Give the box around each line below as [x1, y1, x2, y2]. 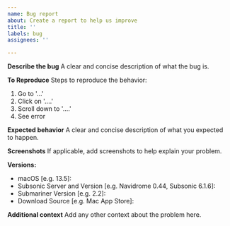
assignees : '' [7, 37, 50, 44]
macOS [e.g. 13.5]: [17, 174, 72, 183]
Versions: [7, 160, 37, 169]
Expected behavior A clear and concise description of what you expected [7, 126, 224, 134]
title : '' [7, 23, 37, 30]
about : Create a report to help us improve [7, 17, 138, 24]
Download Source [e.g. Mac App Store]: [17, 197, 134, 206]
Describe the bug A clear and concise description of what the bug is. [7, 62, 209, 71]
